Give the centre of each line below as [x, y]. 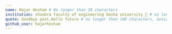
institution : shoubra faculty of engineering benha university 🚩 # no [82, 14]
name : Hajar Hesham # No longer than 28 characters [61, 10]
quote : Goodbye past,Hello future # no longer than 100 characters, [80, 19]
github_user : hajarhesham [33, 24]
